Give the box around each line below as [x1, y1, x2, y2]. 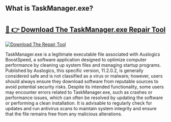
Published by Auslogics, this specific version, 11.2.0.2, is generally [5, 67, 144, 74]
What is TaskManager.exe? [5, 4, 93, 13]
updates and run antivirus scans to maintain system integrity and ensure [5, 106, 157, 111]
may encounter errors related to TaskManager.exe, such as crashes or [5, 89, 153, 95]
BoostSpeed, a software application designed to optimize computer [5, 57, 147, 63]
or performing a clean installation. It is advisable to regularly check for [5, 100, 152, 106]
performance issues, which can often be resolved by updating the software [5, 94, 163, 101]
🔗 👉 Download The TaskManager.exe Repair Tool [5, 25, 166, 34]
